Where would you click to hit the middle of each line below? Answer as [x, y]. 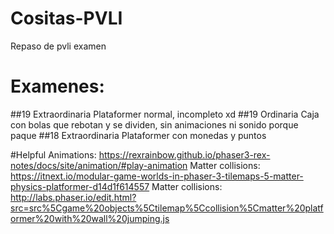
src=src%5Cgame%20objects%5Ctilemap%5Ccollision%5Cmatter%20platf [167, 208]
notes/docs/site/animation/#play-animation [99, 165]
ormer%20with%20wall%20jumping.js [90, 218]
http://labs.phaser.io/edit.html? [73, 197]
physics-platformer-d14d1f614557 [80, 186]
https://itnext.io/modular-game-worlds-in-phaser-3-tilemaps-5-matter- [157, 176]
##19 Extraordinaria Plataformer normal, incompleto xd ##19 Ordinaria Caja [165, 114]
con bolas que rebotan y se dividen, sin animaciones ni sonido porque [154, 124]
